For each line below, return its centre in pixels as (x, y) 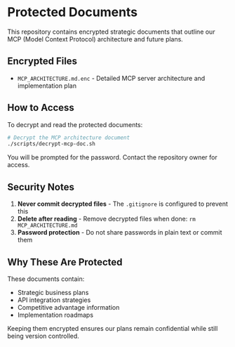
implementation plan (47, 86)
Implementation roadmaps (55, 315)
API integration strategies (54, 300)
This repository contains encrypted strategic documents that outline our (111, 32)
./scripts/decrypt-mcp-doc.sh (52, 144)
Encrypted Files (42, 61)
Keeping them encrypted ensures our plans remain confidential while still (113, 328)
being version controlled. (43, 336)
